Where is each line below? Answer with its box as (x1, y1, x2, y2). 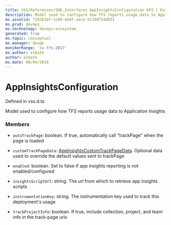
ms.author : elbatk (5, 50, 44, 55)
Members (5, 121, 30, 128)
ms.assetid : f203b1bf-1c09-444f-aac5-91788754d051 (5, 17, 115, 22)
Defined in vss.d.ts (5, 98, 45, 104)
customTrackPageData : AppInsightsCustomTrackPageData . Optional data (12, 148, 163, 154)
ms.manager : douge (5, 41, 44, 46)
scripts (12, 184, 27, 190)
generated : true (5, 31, 40, 36)
